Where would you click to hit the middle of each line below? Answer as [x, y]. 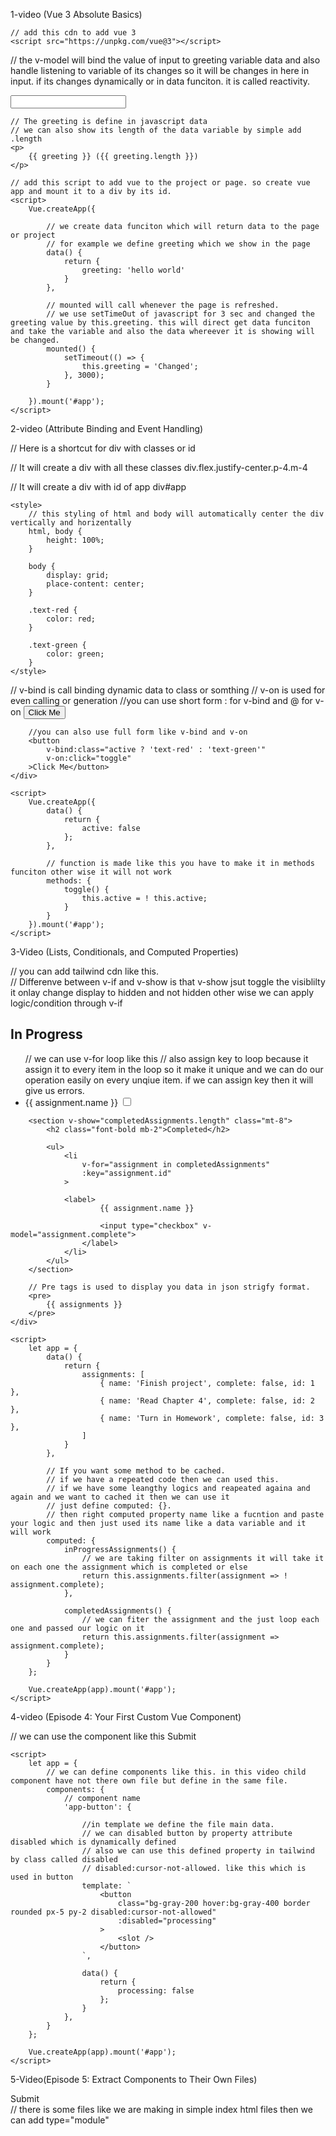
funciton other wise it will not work [91, 872]
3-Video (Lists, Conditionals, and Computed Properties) [124, 952]
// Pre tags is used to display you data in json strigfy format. [169, 1287]
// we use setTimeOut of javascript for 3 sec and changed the [180, 314]
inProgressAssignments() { [120, 1549]
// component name [102, 1798]
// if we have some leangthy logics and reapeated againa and [178, 1488]
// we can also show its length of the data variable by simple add [156, 130]
